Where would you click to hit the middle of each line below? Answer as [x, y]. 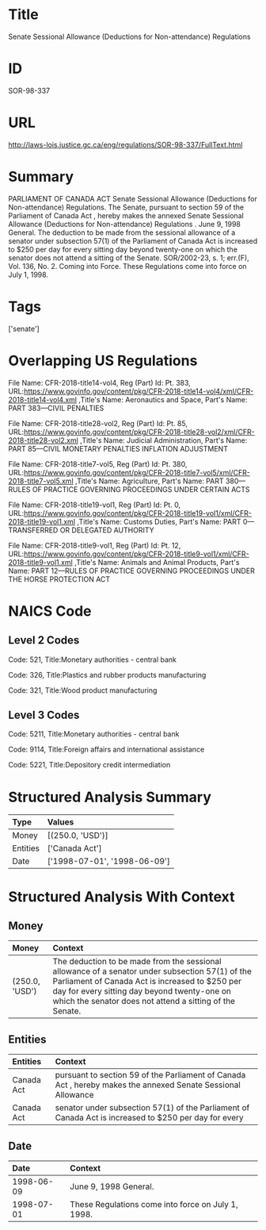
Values [61, 822]
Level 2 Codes [44, 640]
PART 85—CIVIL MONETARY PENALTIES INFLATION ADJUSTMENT [118, 448]
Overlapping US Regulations [103, 361]
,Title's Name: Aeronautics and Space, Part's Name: [163, 399]
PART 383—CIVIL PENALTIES [56, 408]
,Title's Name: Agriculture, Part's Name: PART [149, 481]
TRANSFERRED [33, 530]
